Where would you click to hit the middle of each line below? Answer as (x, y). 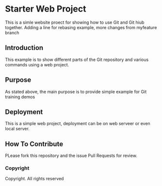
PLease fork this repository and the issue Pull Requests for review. (71, 155)
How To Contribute (34, 144)
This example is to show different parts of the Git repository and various (77, 60)
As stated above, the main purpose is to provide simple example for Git (76, 92)
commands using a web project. (37, 64)
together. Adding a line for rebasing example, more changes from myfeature (81, 27)
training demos (20, 97)
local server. (17, 129)
